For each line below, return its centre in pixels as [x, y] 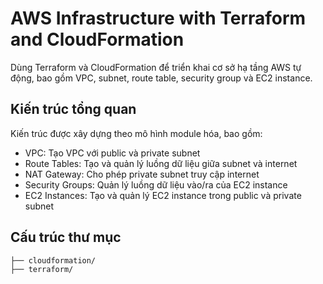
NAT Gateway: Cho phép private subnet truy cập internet [142, 174]
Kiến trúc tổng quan [73, 109]
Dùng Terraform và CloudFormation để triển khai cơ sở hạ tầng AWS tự [156, 67]
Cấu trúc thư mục [66, 237]
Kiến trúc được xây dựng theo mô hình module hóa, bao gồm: [136, 133]
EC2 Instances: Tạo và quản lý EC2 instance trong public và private [163, 195]
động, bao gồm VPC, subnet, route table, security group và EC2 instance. [161, 78]
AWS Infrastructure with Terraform [158, 18]
